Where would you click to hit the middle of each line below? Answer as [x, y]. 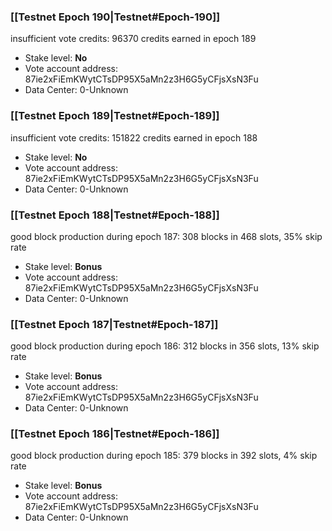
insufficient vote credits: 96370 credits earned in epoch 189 [133, 39]
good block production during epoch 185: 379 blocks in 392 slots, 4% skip [164, 456]
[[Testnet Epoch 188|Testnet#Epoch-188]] [115, 215]
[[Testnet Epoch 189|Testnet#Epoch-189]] [115, 116]
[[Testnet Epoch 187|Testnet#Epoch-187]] [114, 324]
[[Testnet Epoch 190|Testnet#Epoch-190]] [115, 17]
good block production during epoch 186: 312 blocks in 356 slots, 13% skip [165, 346]
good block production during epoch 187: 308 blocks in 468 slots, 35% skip [166, 236]
